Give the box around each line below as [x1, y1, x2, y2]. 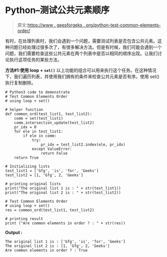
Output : [5, 229, 23, 235]
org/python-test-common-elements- [85, 22, 161, 28]
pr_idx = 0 [14, 124, 37, 130]
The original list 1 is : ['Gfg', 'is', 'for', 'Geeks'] [5, 239, 126, 244]
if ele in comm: [23, 133, 57, 138]
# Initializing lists [5, 164, 50, 169]
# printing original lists [5, 181, 61, 186]
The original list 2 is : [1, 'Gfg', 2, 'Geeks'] [5, 243, 110, 249]
